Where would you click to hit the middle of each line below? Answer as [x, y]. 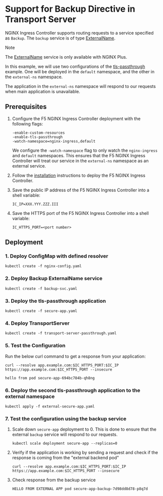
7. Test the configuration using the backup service [66, 418]
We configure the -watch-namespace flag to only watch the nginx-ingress [85, 150]
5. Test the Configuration [35, 346]
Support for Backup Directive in [70, 9]
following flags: [27, 124]
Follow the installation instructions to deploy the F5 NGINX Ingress [79, 175]
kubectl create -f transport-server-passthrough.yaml [61, 333]
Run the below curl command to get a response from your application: [75, 356]
